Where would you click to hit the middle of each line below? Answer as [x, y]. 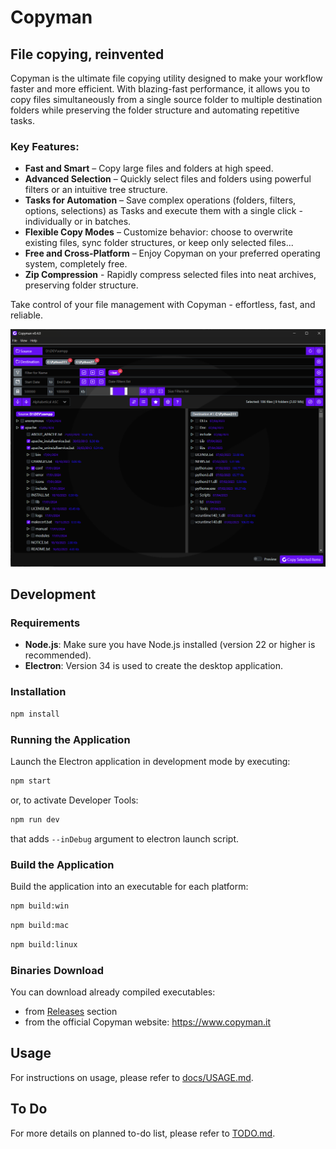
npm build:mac [40, 925]
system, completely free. [76, 264]
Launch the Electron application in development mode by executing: [150, 761]
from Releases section [71, 1011]
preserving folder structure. [81, 285]
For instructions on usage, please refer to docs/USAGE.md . [132, 1077]
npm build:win [40, 906]
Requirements [45, 623]
